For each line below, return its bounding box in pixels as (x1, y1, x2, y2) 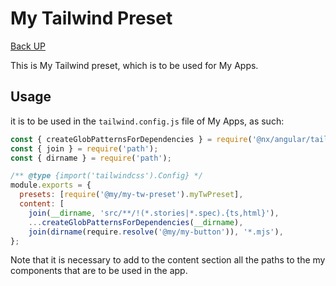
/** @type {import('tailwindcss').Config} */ (10, 171, 203, 181)
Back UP (10, 40, 46, 52)
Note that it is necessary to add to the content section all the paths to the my (10, 254, 326, 266)
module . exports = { (10, 180, 92, 191)
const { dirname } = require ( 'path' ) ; (10, 153, 172, 163)
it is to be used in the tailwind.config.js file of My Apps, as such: (10, 115, 285, 127)
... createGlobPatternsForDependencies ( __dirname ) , (28, 217, 244, 227)
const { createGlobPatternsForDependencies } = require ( (10, 134, 253, 144)
